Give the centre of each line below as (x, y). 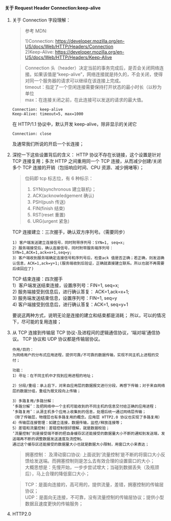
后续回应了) (23, 269)
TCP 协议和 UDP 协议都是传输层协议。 (63, 339)
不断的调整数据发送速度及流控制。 (54, 439)
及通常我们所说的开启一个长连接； (48, 144)
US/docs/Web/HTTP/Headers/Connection (69, 46)
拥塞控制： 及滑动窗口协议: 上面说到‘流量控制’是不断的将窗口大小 (93, 455)
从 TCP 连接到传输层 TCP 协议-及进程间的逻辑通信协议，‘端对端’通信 (84, 333)
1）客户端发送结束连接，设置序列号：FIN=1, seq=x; (66, 286)
